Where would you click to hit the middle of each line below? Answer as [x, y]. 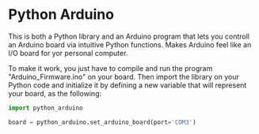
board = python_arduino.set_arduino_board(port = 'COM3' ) [102, 122]
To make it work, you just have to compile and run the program [110, 68]
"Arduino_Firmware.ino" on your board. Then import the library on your [124, 76]
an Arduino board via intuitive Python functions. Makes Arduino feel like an [130, 44]
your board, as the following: [55, 93]
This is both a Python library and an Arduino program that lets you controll [129, 36]
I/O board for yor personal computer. [68, 53]
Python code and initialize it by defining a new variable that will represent [128, 85]
